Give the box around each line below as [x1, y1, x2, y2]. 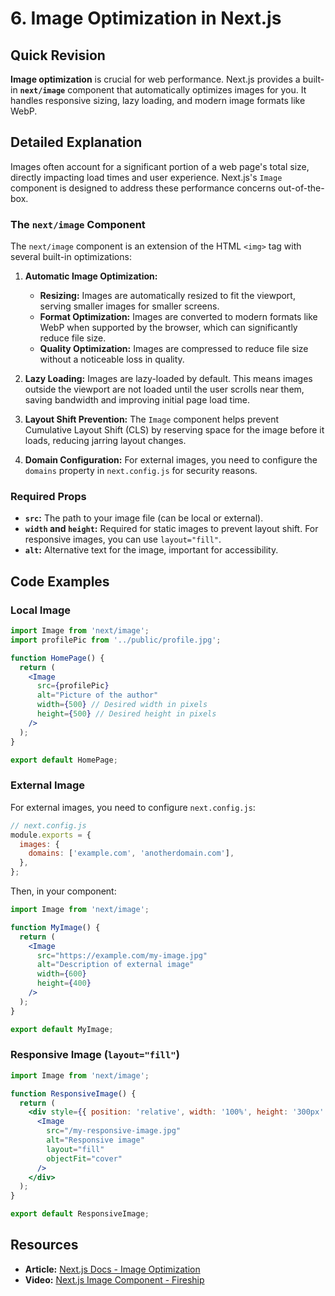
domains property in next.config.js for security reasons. [24, 465, 258, 477]
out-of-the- [278, 182, 325, 194]
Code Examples [10, 573, 110, 590]
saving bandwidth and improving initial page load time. [24, 394, 251, 406]
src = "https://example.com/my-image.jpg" [36, 950, 208, 961]
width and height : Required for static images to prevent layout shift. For [24, 523, 319, 535]
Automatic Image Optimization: [24, 270, 158, 282]
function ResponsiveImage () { [10, 1088, 137, 1099]
